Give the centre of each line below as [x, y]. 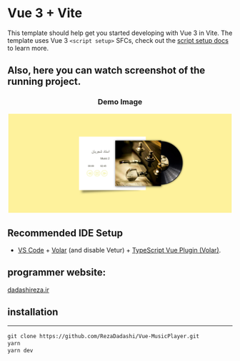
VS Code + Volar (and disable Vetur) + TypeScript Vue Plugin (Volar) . [119, 250]
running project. [44, 82]
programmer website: [57, 273]
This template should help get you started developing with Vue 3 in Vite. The [120, 33]
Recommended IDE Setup [65, 233]
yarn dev [20, 350]
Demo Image [120, 102]
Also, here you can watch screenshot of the [106, 70]
